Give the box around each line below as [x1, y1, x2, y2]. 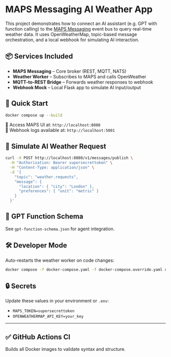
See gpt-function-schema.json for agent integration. [5, 226, 115, 232]
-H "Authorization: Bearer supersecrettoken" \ [10, 160, 113, 166]
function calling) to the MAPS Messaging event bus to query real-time [5, 25, 152, 32]
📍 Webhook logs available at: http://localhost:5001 [5, 127, 116, 133]
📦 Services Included [5, 52, 73, 61]
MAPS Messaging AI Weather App [5, 4, 153, 15]
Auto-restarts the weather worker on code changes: [5, 257, 115, 263]
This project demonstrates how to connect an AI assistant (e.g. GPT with [5, 20, 157, 26]
